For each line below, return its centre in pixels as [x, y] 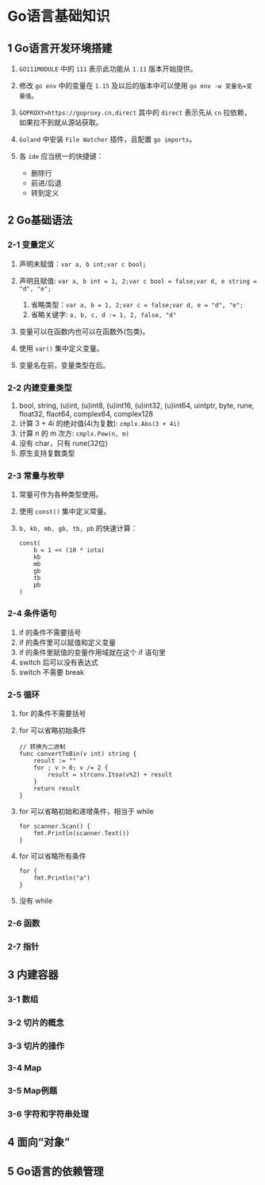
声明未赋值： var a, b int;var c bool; [83, 264]
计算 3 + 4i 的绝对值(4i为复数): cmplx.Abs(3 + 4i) [100, 423]
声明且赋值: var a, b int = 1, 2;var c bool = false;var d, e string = [138, 281]
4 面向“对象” [39, 1142]
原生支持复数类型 [47, 453]
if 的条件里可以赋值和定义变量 [67, 642]
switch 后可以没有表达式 [58, 662]
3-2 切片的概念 [36, 1022]
